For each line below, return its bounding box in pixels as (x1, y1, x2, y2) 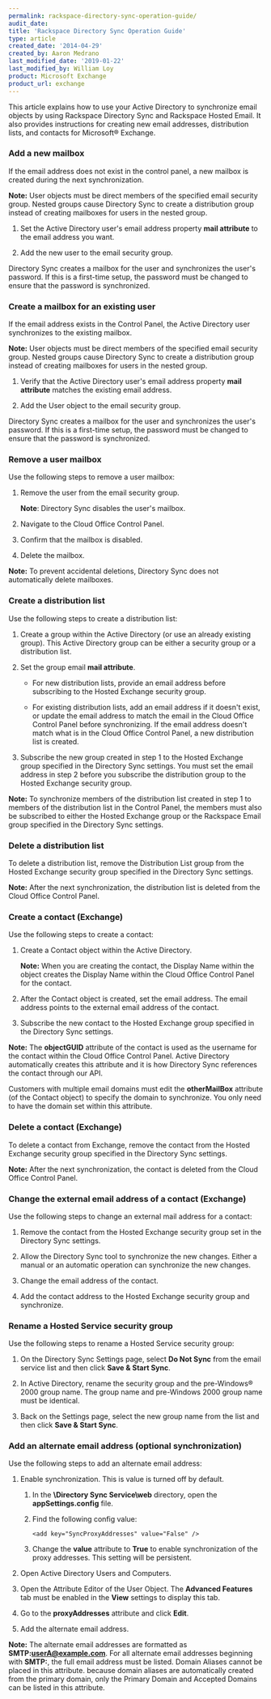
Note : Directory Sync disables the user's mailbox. (19, 504, 186, 513)
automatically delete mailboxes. (8, 575, 114, 585)
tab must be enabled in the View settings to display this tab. (19, 1593, 221, 1603)
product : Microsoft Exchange (8, 72, 107, 80)
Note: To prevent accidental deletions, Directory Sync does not (8, 566, 219, 576)
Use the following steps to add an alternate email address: (8, 1458, 202, 1468)
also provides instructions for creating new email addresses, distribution (8, 119, 249, 129)
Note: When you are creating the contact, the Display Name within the (19, 961, 255, 971)
